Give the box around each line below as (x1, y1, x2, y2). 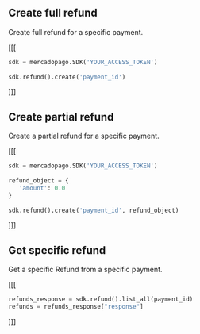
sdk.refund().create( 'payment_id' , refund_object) (8, 206, 179, 214)
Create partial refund (8, 110, 114, 124)
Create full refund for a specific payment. (8, 27, 144, 36)
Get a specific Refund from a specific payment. (8, 265, 163, 274)
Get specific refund (8, 244, 106, 257)
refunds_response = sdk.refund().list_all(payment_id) (8, 295, 194, 304)
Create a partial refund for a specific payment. (8, 131, 160, 141)
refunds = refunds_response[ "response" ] (8, 303, 144, 311)
